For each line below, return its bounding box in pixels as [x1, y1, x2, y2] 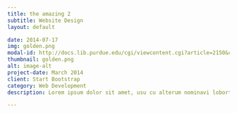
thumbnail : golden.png [7, 56, 74, 64]
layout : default [7, 23, 55, 30]
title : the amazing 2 [7, 10, 71, 18]
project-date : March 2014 [7, 69, 83, 76]
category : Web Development [7, 82, 87, 89]
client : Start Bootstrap [7, 76, 80, 83]
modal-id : [7, 49, 37, 56]
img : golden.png [7, 43, 55, 50]
